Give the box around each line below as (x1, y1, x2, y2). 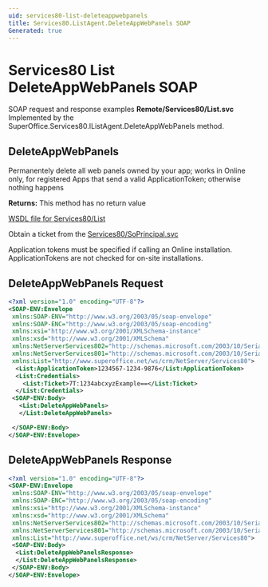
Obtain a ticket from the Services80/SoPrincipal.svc (8, 230, 179, 239)
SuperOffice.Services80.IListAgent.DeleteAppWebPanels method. (8, 122, 225, 131)
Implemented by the (8, 113, 74, 122)
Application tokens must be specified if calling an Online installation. (8, 245, 233, 254)
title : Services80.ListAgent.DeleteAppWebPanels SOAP (8, 19, 191, 27)
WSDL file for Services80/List (8, 214, 106, 224)
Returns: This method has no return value (8, 198, 146, 208)
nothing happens (8, 183, 64, 193)
